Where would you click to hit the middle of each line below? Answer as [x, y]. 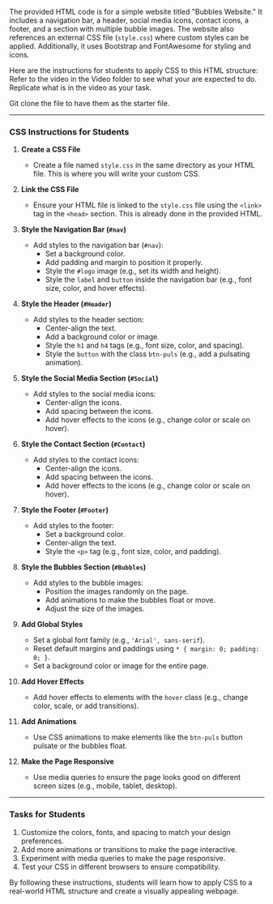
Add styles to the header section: [88, 320]
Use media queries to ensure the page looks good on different [137, 778]
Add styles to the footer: [73, 526]
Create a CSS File [51, 150]
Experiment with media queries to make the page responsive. [123, 858]
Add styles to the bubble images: [88, 583]
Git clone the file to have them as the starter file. [90, 103]
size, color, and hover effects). [96, 288]
